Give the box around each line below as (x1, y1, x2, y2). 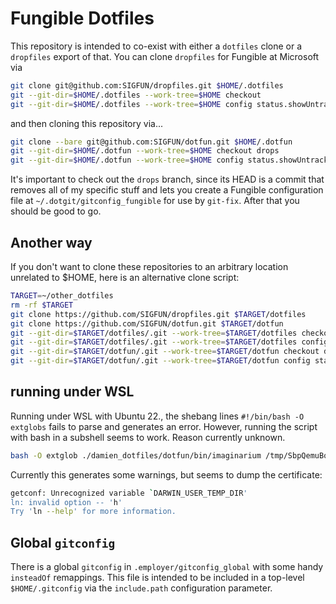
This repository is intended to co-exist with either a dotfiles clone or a (10, 40, 303, 52)
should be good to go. (10, 205, 102, 217)
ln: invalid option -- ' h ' (10, 497, 123, 507)
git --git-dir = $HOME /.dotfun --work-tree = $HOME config (10, 155, 244, 166)
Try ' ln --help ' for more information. (10, 507, 177, 517)
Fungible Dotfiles (10, 7, 155, 30)
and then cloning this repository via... (10, 117, 163, 129)
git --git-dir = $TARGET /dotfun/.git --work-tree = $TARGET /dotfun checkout (10, 347, 320, 357)
